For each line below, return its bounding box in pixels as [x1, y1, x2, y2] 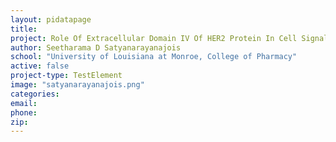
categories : [10, 89, 60, 99]
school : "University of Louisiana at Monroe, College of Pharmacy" [10, 52, 298, 62]
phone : [10, 107, 38, 118]
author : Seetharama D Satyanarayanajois [10, 42, 182, 53]
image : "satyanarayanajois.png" [10, 80, 145, 90]
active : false [10, 61, 70, 71]
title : [10, 24, 38, 34]
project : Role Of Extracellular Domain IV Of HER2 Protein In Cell [10, 33, 298, 43]
